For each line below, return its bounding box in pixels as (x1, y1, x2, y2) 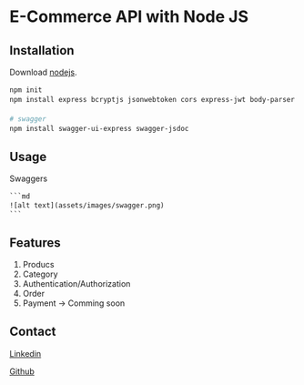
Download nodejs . (9, 66, 77, 77)
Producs (22, 259, 55, 269)
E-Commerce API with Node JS (9, 6, 248, 27)
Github (9, 366, 35, 377)
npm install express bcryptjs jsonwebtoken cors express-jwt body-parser (9, 95, 296, 104)
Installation (9, 43, 75, 58)
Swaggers (9, 173, 48, 184)
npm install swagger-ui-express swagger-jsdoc (9, 124, 189, 133)
